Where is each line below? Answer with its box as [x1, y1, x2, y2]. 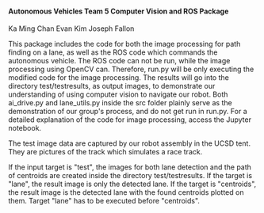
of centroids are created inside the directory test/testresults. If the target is [8, 171, 252, 181]
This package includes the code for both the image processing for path [8, 40, 241, 49]
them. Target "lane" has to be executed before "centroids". [8, 196, 201, 206]
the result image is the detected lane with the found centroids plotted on [8, 188, 244, 197]
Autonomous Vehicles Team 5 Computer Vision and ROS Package [8, 6, 229, 16]
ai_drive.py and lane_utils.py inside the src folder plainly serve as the [8, 98, 232, 108]
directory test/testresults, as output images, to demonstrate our [8, 82, 216, 91]
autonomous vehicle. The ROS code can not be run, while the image [8, 56, 231, 66]
